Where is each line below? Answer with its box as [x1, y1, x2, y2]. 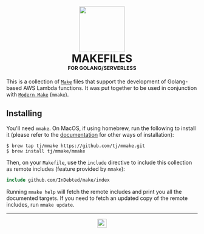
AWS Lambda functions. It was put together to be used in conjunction [23, 84, 197, 91]
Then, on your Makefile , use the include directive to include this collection [6, 159, 192, 166]
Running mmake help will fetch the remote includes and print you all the [6, 188, 182, 195]
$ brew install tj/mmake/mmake [6, 148, 86, 154]
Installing [6, 108, 42, 119]
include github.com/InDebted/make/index [6, 177, 110, 183]
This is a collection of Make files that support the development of [6, 78, 166, 85]
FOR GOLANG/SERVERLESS [67, 64, 137, 72]
